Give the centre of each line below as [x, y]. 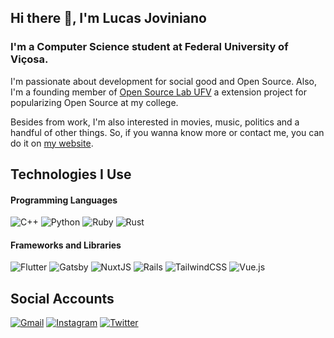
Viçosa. [29, 59]
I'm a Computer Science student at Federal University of [149, 47]
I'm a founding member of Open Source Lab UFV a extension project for [158, 92]
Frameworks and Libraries [66, 245]
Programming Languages [64, 200]
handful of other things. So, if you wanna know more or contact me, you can [167, 132]
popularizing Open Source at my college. [94, 102]
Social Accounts [62, 298]
